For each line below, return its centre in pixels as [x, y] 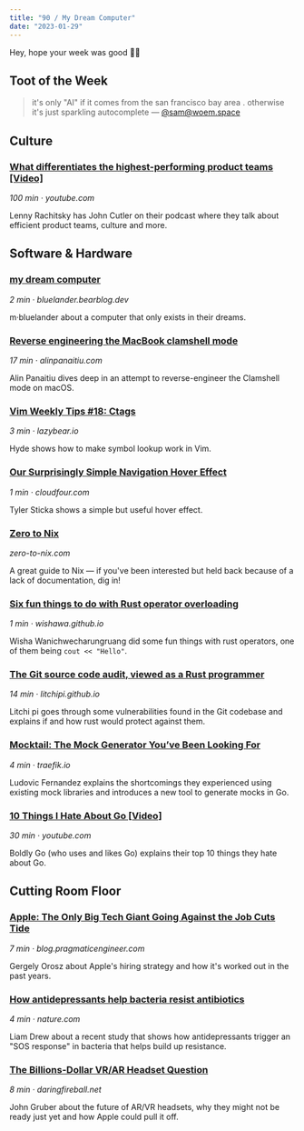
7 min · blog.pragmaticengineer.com [77, 948]
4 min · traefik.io [40, 765]
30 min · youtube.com [50, 836]
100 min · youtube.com [52, 198]
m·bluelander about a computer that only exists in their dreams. [128, 317]
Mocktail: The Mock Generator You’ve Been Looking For [135, 745]
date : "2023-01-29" [46, 26]
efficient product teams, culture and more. [88, 225]
